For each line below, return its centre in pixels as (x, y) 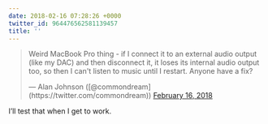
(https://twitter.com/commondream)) (90, 96)
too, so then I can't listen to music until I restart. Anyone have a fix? (140, 71)
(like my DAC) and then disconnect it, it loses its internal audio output (144, 62)
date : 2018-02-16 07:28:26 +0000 (65, 16)
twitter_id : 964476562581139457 (63, 24)
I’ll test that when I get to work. (60, 111)
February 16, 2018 (183, 96)
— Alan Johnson (56, 87)
